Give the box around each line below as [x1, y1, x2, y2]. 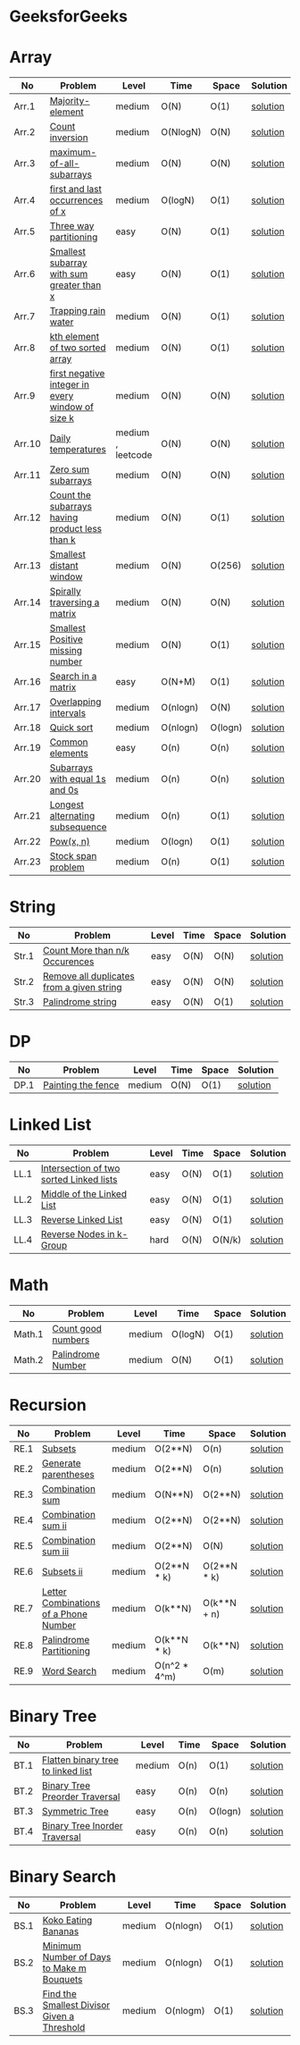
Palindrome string [43, 996, 118, 1008]
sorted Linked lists [40, 1173, 118, 1185]
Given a [42, 2009, 74, 2022]
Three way [49, 220, 95, 232]
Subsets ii [41, 1565, 83, 1578]
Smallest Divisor [42, 1999, 111, 2011]
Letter [41, 1585, 67, 1597]
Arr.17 [13, 702, 42, 714]
